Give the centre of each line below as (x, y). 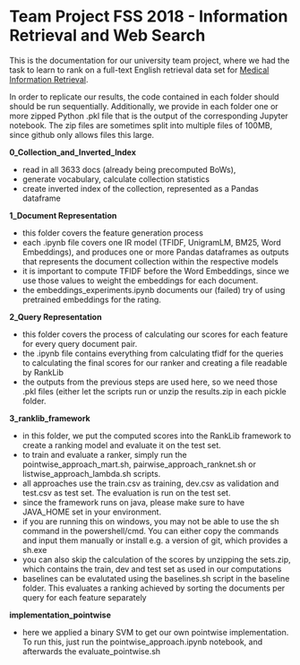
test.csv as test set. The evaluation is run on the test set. (126, 492)
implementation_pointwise (60, 615)
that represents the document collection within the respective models (150, 261)
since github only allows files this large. (82, 134)
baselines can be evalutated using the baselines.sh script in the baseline (156, 578)
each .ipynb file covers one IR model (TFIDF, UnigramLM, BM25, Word (152, 242)
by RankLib (43, 372)
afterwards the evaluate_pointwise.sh (91, 651)
